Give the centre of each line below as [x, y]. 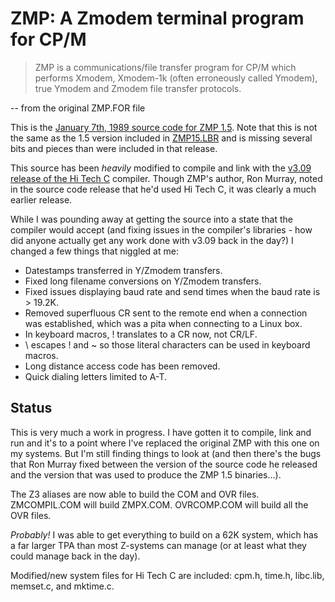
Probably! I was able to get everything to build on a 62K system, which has [164, 534]
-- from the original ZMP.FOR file [78, 108]
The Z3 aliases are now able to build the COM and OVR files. [135, 494]
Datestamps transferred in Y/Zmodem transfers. [123, 270]
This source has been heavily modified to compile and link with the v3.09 [161, 168]
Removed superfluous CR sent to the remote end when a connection [166, 313]
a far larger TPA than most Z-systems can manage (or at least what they [158, 545]
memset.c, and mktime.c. [62, 586]
